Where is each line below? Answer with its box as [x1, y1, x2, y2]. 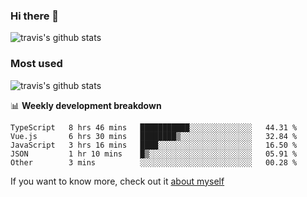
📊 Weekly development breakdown [10, 99, 162, 111]
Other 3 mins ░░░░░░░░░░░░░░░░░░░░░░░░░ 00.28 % [10, 157, 298, 168]
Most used [10, 57, 63, 71]
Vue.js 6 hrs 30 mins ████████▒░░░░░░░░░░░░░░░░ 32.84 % [10, 131, 298, 141]
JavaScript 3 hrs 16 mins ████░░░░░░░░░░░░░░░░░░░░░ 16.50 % [10, 140, 298, 150]
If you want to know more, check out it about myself [10, 175, 225, 187]
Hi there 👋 [10, 9, 60, 23]
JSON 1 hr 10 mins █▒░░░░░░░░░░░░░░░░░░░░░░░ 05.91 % [10, 149, 298, 159]
